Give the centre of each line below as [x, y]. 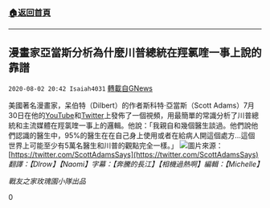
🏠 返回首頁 [30, 12]
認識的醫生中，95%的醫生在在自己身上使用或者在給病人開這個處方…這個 [135, 136]
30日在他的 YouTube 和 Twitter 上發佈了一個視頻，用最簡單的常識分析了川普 [130, 116]
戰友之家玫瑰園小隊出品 [47, 181]
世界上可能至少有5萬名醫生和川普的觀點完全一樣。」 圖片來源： [116, 145]
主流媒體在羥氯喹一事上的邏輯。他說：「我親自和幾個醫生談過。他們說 [137, 125]
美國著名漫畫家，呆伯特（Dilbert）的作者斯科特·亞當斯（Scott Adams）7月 [131, 105]
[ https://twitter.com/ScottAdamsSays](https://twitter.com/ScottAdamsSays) [133, 155]
